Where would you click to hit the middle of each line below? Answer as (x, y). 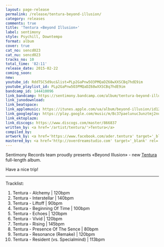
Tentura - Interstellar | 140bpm (43, 198)
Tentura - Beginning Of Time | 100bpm (51, 208)
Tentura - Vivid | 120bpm (37, 219)
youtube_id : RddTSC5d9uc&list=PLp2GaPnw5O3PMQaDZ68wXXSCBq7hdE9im (74, 82)
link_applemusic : (23, 109)
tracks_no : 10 (20, 59)
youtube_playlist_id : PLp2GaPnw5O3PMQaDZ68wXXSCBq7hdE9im (65, 86)
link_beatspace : (22, 105)
